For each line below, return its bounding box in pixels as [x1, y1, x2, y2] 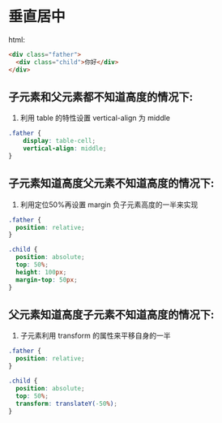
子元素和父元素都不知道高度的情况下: [8, 90, 194, 104]
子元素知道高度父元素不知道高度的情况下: [8, 176, 215, 191]
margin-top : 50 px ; [15, 275, 79, 284]
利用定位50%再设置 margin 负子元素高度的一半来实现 [19, 200, 199, 209]
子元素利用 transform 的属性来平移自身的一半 [19, 330, 171, 341]
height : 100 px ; [15, 268, 67, 276]
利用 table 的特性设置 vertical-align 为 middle [19, 113, 171, 123]
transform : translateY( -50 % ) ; [15, 399, 117, 408]
